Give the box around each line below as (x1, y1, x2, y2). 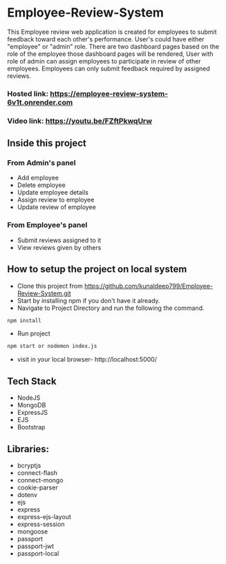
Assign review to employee (17, 195, 95, 204)
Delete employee (17, 181, 66, 189)
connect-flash (17, 468, 57, 477)
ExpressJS (17, 409, 48, 417)
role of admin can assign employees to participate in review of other (7, 57, 202, 65)
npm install (7, 317, 41, 324)
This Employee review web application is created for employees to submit (7, 28, 217, 36)
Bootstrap (17, 423, 46, 431)
